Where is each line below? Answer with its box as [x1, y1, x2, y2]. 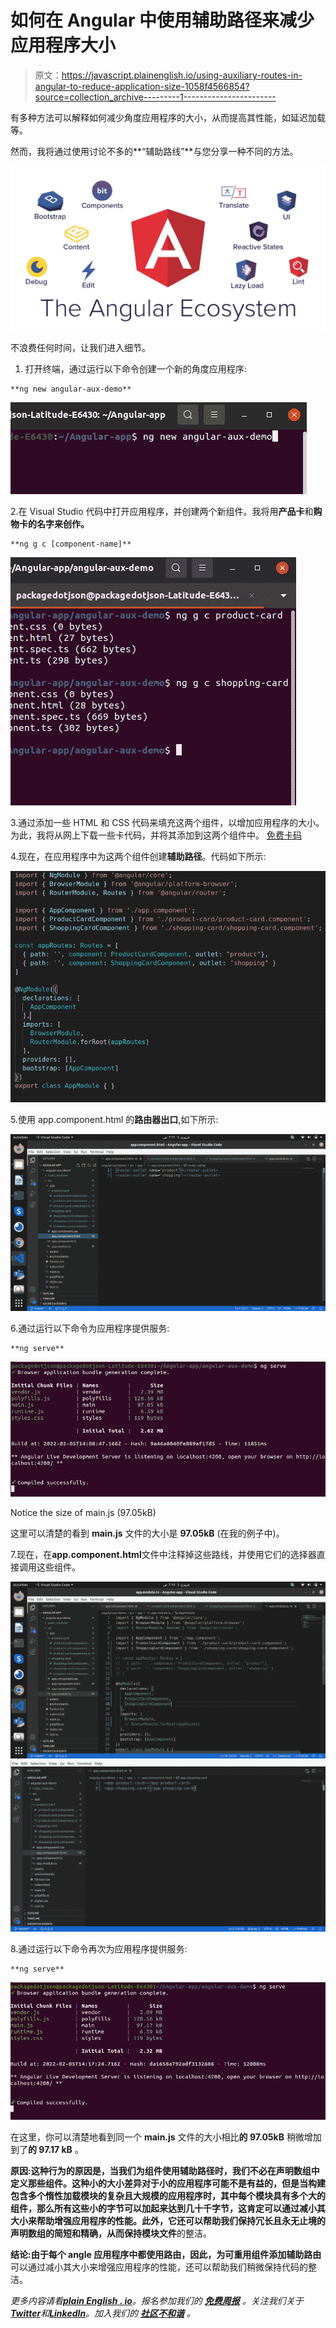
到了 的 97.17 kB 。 [10, 2144, 84, 2156]
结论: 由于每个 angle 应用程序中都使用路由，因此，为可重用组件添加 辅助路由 [10, 2249, 322, 2261]
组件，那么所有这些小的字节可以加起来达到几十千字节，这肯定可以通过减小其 [10, 2202, 326, 2215]
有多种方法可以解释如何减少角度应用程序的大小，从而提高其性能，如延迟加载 [10, 111, 326, 123]
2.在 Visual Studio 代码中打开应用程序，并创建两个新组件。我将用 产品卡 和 [10, 506, 314, 518]
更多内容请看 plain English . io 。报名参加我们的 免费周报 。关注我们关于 [10, 2295, 304, 2307]
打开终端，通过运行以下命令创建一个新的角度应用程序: [24, 363, 247, 375]
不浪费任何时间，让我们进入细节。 [10, 342, 151, 354]
